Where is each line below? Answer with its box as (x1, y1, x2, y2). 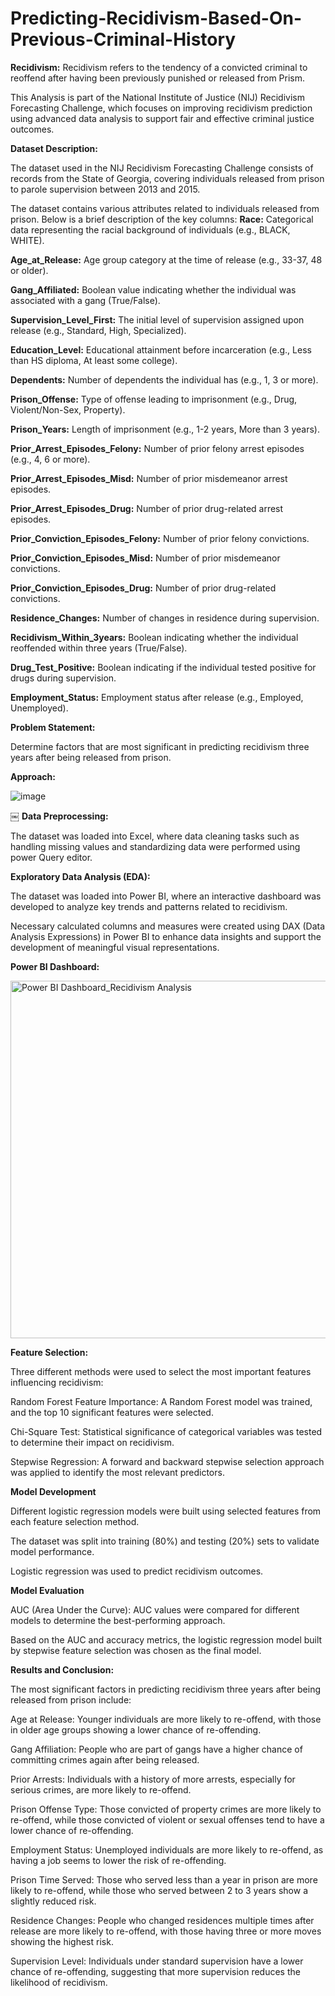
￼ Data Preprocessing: (10, 810, 109, 822)
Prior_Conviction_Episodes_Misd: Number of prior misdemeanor (10, 552, 281, 564)
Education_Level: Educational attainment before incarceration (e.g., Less (10, 343, 312, 356)
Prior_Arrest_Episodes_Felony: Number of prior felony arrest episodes (10, 442, 305, 454)
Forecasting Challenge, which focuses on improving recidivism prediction (10, 102, 313, 114)
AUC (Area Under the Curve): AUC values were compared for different (10, 1603, 300, 1616)
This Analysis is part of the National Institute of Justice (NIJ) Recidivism (10, 91, 305, 103)
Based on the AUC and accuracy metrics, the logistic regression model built (10, 1633, 323, 1646)
